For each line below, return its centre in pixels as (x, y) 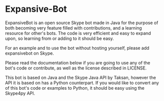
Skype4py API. (20, 93)
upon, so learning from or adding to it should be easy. (60, 38)
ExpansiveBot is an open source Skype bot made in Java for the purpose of (82, 23)
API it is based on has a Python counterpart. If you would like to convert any (82, 83)
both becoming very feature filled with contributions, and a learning (73, 28)
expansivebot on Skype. (30, 53)
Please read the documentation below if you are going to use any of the (78, 63)
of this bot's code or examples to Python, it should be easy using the (75, 88)
